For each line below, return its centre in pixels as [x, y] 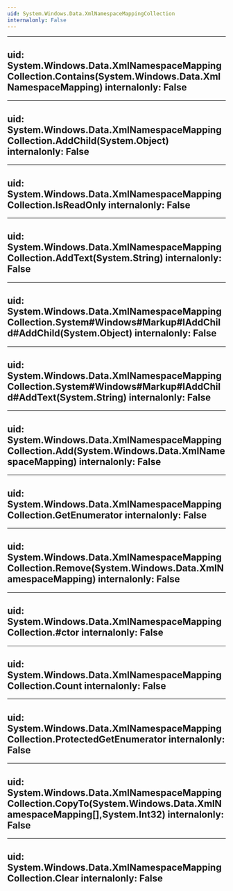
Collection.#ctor [43, 633]
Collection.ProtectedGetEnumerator [87, 739]
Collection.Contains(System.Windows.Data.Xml [114, 76]
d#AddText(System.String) [67, 397]
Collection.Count [45, 686]
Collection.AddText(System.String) [85, 258]
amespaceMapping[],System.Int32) [86, 814]
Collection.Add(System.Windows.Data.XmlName [116, 451]
